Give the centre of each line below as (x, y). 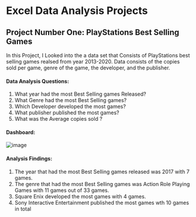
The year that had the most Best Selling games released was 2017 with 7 (102, 171)
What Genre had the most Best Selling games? (71, 100)
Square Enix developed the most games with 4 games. (80, 196)
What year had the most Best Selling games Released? (80, 94)
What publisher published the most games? (67, 113)
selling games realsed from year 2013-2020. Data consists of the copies (93, 62)
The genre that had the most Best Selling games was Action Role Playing (102, 184)
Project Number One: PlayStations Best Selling (93, 32)
